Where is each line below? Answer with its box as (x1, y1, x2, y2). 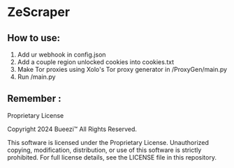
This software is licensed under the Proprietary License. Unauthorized (7, 138, 210, 146)
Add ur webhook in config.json (17, 50, 106, 59)
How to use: (7, 32, 61, 44)
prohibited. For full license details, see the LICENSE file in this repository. (7, 153, 217, 161)
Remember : (7, 93, 61, 105)
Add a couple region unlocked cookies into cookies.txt (17, 58, 175, 66)
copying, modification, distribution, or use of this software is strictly (7, 146, 202, 154)
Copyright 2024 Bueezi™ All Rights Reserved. (7, 125, 138, 133)
